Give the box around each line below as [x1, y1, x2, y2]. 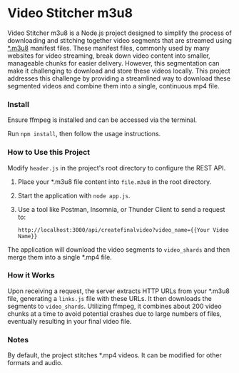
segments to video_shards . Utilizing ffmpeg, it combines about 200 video [7, 302, 223, 310]
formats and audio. [7, 359, 63, 367]
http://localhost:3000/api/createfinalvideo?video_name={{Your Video [17, 226, 230, 233]
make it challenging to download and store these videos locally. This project [7, 66, 230, 75]
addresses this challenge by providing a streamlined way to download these [7, 73, 230, 83]
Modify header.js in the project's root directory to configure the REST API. [7, 163, 226, 172]
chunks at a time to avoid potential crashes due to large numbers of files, [7, 309, 222, 318]
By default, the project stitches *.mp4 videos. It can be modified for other [7, 351, 223, 359]
